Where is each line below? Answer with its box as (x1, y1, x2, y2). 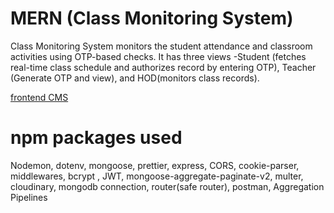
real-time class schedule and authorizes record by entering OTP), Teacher (10, 61, 317, 73)
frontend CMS (10, 91, 69, 103)
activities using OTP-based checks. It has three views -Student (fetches (10, 50, 307, 62)
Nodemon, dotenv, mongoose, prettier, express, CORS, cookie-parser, (10, 159, 300, 171)
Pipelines (10, 191, 48, 203)
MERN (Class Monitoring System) (10, 7, 294, 30)
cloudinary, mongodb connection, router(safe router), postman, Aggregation (10, 180, 325, 192)
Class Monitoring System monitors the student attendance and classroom (10, 40, 313, 52)
